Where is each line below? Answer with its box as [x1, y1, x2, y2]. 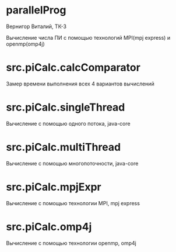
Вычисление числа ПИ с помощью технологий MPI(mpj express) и [6, 34, 171, 41]
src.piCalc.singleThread [6, 101, 125, 114]
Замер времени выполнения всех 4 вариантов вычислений [6, 80, 154, 87]
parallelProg [6, 4, 66, 17]
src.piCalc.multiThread [6, 141, 121, 154]
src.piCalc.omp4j [6, 220, 92, 233]
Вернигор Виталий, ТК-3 [6, 23, 67, 30]
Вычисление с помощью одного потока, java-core [6, 120, 131, 127]
